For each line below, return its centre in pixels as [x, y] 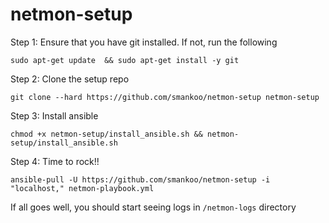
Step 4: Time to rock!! [55, 161]
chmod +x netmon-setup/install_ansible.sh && [106, 134]
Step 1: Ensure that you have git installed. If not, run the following [144, 42]
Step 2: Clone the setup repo [70, 79]
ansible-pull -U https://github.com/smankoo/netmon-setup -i [140, 179]
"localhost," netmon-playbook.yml [82, 188]
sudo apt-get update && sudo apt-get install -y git [125, 60]
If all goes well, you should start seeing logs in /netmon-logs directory [153, 207]
